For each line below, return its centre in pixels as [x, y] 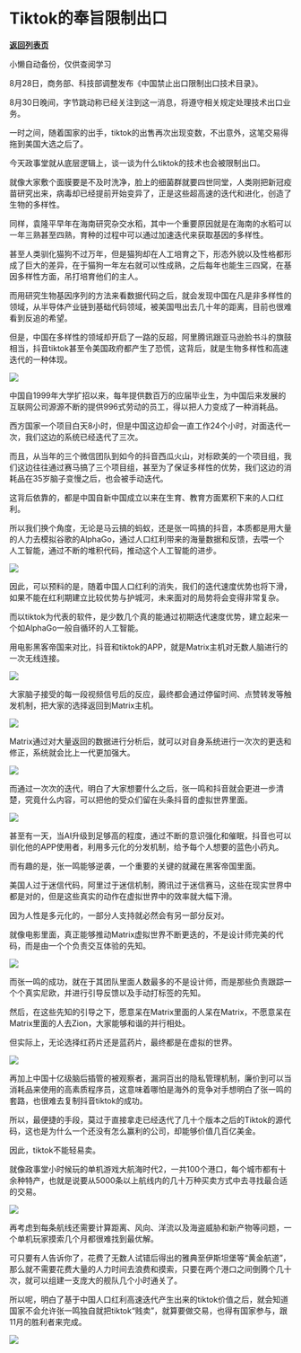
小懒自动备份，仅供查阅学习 [60, 64]
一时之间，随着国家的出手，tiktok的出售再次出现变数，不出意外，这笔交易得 [149, 132]
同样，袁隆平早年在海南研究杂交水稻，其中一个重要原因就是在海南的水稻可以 [150, 223]
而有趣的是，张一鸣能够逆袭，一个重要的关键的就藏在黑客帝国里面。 [135, 866]
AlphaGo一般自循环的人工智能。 [84, 628]
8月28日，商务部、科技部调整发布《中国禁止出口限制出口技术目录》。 [136, 83]
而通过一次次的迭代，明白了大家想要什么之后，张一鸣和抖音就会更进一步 [142, 788]
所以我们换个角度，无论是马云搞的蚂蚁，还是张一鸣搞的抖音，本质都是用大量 [150, 527]
